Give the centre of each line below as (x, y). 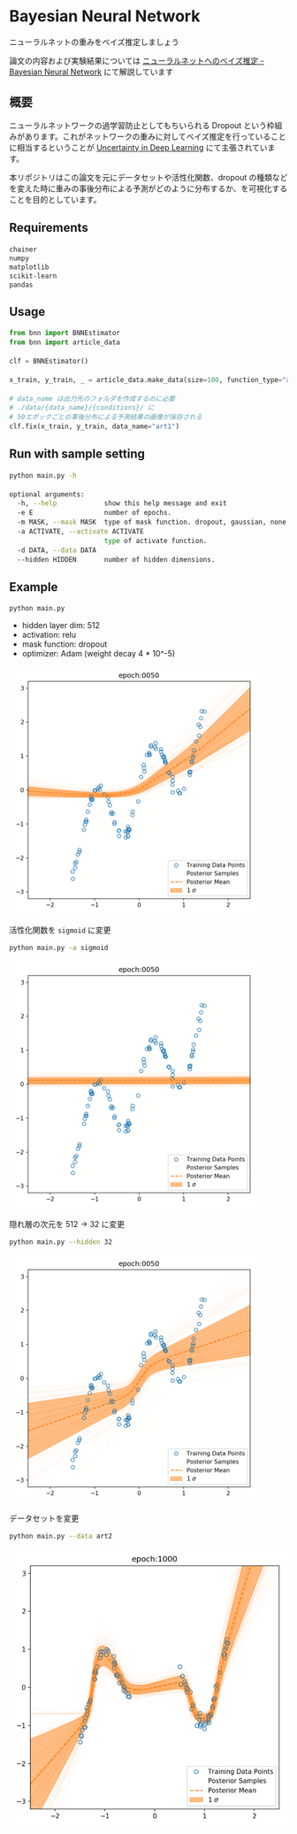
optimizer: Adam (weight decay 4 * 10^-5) (99, 654)
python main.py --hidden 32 (61, 1242)
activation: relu (49, 635)
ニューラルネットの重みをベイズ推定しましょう (94, 42)
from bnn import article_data (65, 342)
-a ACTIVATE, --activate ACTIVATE (80, 532)
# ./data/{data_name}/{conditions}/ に (82, 408)
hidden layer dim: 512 (61, 625)
